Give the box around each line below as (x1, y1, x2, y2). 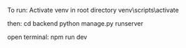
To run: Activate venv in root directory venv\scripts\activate (7, 6, 179, 14)
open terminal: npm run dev (7, 33, 88, 41)
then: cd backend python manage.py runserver (7, 19, 144, 27)
